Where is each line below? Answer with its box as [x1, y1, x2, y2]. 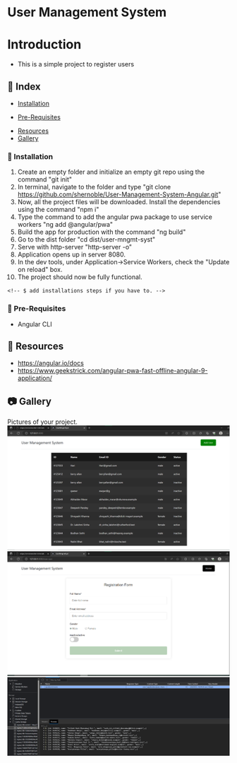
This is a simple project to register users [17, 60, 135, 69]
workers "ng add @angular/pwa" [17, 220, 114, 229]
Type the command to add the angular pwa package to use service [17, 213, 213, 221]
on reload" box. [17, 266, 63, 274]
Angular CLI [17, 319, 52, 329]
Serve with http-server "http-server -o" [17, 243, 133, 252]
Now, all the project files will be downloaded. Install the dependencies [17, 198, 221, 206]
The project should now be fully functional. [17, 273, 142, 281]
